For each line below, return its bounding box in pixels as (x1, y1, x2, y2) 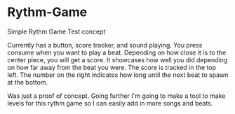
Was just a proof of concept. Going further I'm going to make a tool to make (7, 92, 226, 100)
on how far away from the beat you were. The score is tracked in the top (7, 63, 216, 71)
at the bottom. (7, 78, 48, 86)
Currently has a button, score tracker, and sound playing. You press (7, 41, 203, 49)
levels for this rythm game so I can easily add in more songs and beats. (7, 99, 213, 107)
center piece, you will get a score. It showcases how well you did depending (7, 55, 228, 64)
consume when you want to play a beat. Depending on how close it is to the (7, 48, 227, 57)
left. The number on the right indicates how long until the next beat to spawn (7, 71, 229, 79)
